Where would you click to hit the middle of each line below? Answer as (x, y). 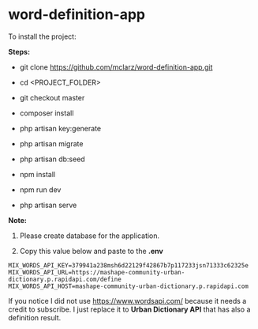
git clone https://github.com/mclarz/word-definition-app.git (116, 67)
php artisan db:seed (52, 159)
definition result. (35, 317)
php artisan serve (48, 205)
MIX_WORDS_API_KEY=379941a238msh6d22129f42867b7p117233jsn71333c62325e (128, 265)
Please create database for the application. (90, 236)
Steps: (19, 51)
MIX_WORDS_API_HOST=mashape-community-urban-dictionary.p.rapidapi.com (128, 286)
